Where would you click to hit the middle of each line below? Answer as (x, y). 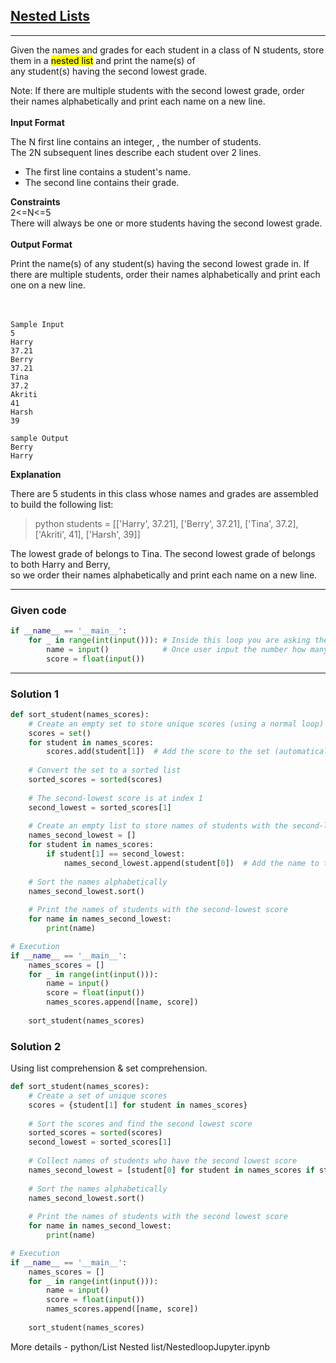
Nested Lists (50, 16)
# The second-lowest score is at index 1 (115, 798)
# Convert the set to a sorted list (105, 770)
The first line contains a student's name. (108, 171)
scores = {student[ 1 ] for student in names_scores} (138, 1105)
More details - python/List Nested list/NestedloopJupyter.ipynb (140, 1346)
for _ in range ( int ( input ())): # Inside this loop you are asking (169, 640)
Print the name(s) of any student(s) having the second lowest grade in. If (160, 263)
